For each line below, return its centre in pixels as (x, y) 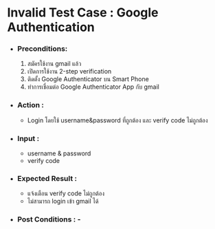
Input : (28, 138)
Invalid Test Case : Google (83, 13)
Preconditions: (42, 49)
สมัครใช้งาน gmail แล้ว (54, 64)
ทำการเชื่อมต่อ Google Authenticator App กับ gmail (93, 87)
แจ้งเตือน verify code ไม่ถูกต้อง (66, 193)
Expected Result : (47, 178)
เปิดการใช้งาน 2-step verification (69, 72)
